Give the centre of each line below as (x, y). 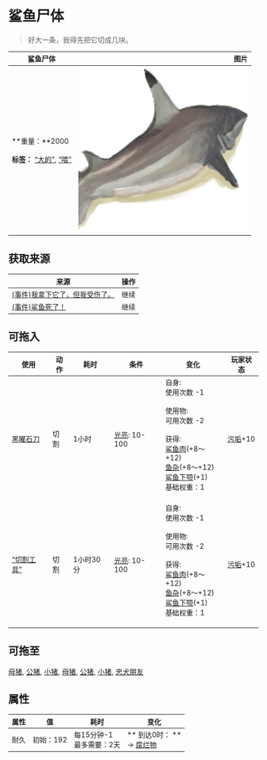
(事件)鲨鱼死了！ (39, 307)
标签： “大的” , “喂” (41, 160)
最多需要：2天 (97, 745)
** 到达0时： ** (154, 735)
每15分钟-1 (94, 735)
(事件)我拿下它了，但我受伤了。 (63, 294)
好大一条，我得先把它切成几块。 (80, 40)
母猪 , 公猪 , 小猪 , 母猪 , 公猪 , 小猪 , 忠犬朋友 (76, 671)
